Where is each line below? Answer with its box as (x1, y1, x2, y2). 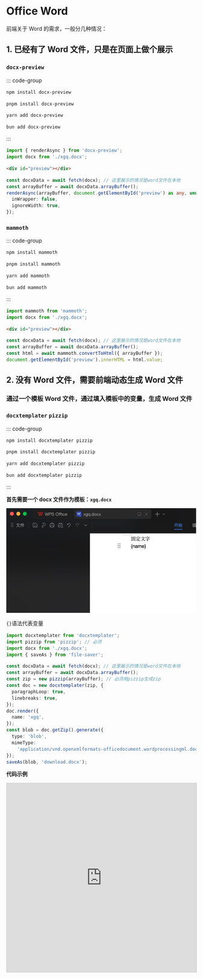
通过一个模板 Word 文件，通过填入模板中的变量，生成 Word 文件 (6, 395, 193, 403)
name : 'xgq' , (11, 714, 45, 721)
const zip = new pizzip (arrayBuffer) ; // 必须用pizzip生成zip (6, 676, 161, 682)
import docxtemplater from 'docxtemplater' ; (6, 632, 120, 638)
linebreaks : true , (11, 695, 58, 701)
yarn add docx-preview (6, 112, 63, 118)
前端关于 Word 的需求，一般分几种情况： (6, 25, 107, 32)
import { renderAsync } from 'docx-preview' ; (6, 147, 122, 154)
